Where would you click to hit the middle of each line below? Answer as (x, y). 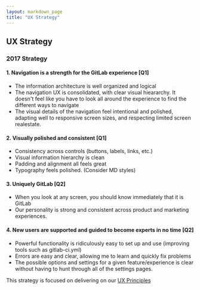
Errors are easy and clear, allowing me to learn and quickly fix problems (103, 256)
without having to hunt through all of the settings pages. (84, 268)
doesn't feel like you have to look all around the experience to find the (101, 99)
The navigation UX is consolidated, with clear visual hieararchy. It (95, 93)
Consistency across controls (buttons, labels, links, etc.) (84, 151)
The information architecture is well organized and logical (85, 86)
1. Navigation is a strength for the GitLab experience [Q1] (78, 73)
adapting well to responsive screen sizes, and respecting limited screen (103, 118)
